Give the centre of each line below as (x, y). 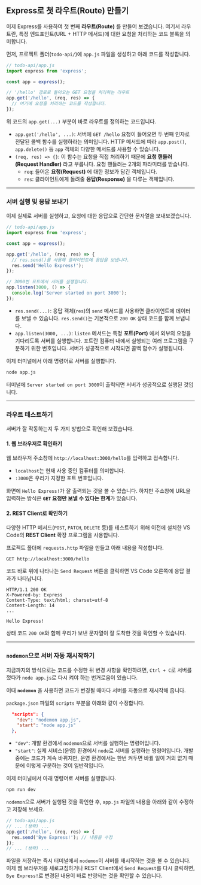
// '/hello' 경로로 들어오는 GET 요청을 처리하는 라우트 (68, 93)
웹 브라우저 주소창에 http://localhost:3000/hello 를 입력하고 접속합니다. (93, 458)
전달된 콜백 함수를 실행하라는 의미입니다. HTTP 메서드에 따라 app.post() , (100, 141)
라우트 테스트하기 (30, 414)
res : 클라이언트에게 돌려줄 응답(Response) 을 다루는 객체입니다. (99, 179)
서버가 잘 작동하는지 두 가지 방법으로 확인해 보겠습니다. (70, 429)
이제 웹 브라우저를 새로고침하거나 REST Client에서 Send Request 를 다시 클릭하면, (100, 868)
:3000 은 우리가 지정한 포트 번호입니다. (59, 478)
